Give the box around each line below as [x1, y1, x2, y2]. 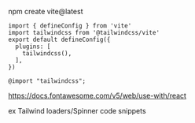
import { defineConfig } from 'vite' [8, 22, 132, 30]
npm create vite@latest [8, 7, 83, 16]
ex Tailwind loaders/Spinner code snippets [8, 106, 147, 115]
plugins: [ [15, 43, 51, 50]
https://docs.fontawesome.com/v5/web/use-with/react [8, 91, 187, 100]
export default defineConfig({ [8, 35, 111, 43]
